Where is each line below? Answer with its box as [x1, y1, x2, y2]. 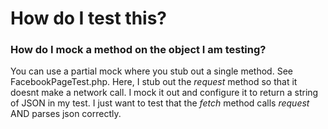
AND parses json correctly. [10, 108, 122, 120]
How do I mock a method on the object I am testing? [10, 43, 267, 57]
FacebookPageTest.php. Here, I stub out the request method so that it [10, 76, 298, 88]
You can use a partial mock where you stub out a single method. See [10, 65, 293, 77]
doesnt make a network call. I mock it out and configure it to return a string [10, 87, 319, 99]
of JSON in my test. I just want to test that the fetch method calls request [10, 97, 310, 109]
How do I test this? [10, 7, 168, 30]
